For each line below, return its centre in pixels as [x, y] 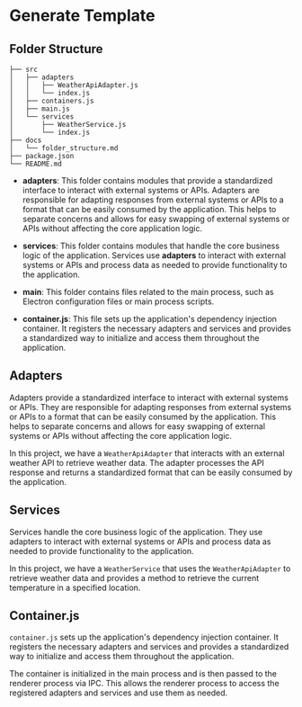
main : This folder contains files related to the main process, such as [148, 292]
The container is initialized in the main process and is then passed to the [143, 674]
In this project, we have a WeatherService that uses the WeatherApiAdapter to [150, 568]
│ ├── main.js [40, 109]
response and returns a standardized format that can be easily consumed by [151, 472]
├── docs [26, 140]
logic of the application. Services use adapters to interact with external [154, 255]
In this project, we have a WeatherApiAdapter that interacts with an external [147, 453]
